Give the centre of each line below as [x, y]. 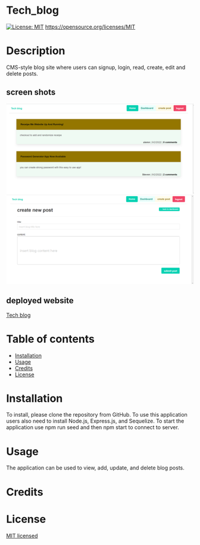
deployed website [40, 301]
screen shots [31, 92]
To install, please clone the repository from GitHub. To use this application [97, 415]
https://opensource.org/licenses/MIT [90, 27]
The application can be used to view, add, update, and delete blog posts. [95, 468]
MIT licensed [22, 535]
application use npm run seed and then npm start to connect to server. [93, 427]
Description [36, 51]
